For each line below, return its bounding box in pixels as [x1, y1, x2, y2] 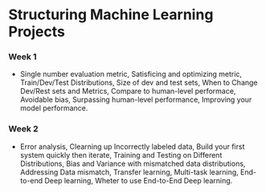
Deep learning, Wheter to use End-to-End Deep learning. [44, 175, 233, 185]
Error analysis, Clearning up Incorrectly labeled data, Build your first [19, 142, 245, 151]
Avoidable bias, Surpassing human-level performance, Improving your [19, 94, 252, 105]
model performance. [19, 103, 88, 113]
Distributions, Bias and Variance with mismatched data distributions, [19, 159, 246, 168]
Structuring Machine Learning [8, 6, 214, 24]
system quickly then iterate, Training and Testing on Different [19, 150, 223, 159]
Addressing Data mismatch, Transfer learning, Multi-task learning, [19, 167, 239, 177]
